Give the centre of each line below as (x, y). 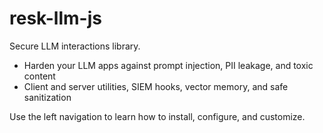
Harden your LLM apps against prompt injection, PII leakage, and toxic (168, 65)
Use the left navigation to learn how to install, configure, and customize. (157, 116)
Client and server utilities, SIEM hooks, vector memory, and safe (156, 86)
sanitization (47, 97)
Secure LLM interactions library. (75, 46)
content (39, 76)
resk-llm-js (55, 18)
